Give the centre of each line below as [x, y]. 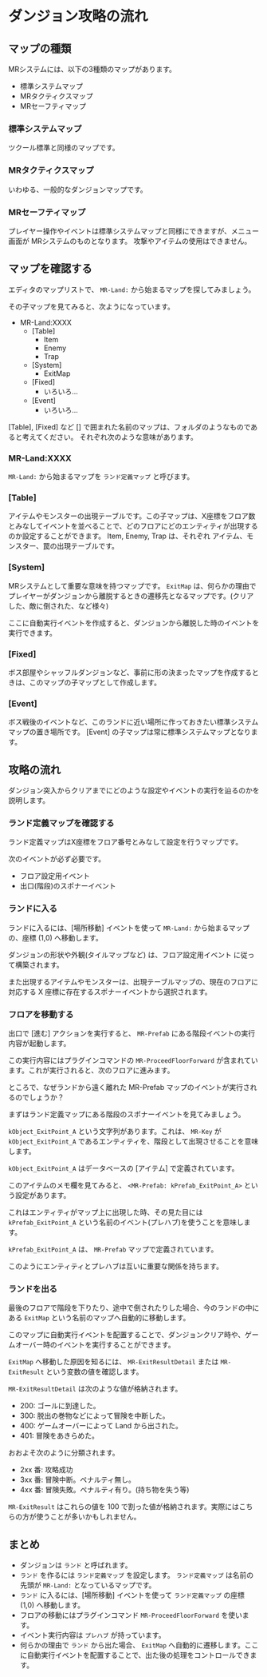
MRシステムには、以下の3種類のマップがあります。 [92, 69]
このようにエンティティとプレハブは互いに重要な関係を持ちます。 [116, 1266]
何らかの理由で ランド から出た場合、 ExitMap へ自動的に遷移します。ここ [139, 1645]
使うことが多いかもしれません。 [88, 1517]
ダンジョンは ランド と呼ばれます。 [76, 1565]
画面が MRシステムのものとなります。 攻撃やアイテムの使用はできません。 [130, 241]
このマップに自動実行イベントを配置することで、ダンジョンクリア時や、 [127, 1335]
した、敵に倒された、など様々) [59, 605]
